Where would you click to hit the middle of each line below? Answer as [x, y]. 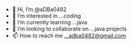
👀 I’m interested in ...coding [46, 16]
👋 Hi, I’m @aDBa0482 [39, 9]
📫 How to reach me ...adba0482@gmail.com [69, 36]
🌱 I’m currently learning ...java [49, 22]
